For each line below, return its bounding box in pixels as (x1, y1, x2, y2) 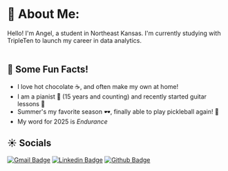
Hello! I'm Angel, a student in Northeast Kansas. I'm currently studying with (7, 29, 221, 37)
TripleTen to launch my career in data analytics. (7, 36, 142, 44)
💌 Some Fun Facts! (7, 63, 88, 75)
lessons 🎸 (17, 99, 46, 108)
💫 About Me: (7, 6, 80, 22)
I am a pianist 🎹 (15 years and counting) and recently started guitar (17, 92, 207, 101)
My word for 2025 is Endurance (17, 117, 108, 125)
